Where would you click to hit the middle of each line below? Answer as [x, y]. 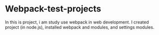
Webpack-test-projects [53, 9]
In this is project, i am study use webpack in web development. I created [77, 22]
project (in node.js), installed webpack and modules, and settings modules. [80, 27]
